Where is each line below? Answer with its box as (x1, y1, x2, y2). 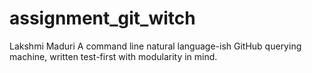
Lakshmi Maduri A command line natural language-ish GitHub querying (9, 40, 302, 52)
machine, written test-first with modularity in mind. (9, 50, 218, 62)
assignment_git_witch (9, 7, 196, 30)
